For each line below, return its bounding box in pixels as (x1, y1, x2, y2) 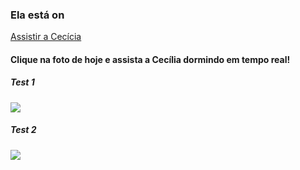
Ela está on (10, 8, 65, 22)
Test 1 (10, 76, 35, 88)
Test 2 (10, 124, 37, 136)
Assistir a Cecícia (10, 31, 82, 43)
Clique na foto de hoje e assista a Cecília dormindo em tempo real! (10, 53, 291, 65)
